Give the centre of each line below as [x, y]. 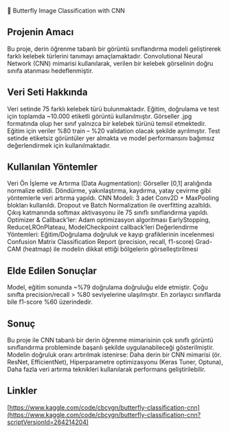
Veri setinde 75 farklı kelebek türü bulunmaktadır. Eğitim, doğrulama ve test [113, 109]
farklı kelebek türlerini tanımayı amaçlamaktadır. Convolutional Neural [105, 56]
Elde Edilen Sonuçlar [52, 270]
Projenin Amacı [41, 32]
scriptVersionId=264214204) [48, 422]
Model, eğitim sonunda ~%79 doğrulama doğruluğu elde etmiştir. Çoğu [107, 287]
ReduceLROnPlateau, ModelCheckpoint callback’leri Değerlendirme [103, 227]
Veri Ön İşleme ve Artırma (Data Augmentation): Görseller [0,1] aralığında [110, 184]
